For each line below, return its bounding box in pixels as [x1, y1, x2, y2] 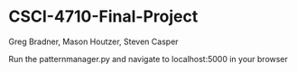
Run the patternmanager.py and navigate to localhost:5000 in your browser [8, 53, 288, 64]
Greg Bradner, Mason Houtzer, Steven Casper [8, 36, 179, 47]
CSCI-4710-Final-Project [8, 6, 199, 27]
